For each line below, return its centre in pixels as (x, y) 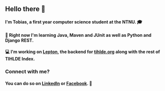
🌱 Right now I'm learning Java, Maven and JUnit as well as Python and (78, 35)
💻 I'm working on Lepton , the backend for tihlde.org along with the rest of (83, 52)
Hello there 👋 (25, 9)
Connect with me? (27, 72)
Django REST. (19, 40)
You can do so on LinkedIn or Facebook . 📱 (49, 83)
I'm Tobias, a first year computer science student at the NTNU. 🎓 (74, 22)
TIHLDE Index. (20, 59)
